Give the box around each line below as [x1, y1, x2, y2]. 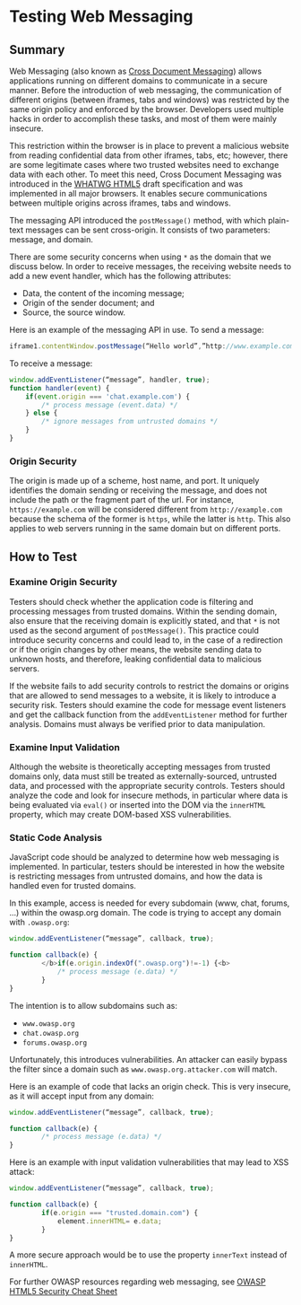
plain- [267, 215, 289, 225]
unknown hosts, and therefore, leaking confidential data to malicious [9, 653, 262, 664]
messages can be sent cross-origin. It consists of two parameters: [25, 224, 271, 235]
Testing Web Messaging [9, 6, 193, 27]
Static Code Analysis [9, 832, 103, 845]
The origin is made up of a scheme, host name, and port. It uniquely [9, 476, 260, 486]
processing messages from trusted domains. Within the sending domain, [9, 606, 278, 617]
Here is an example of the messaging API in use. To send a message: [9, 325, 264, 335]
